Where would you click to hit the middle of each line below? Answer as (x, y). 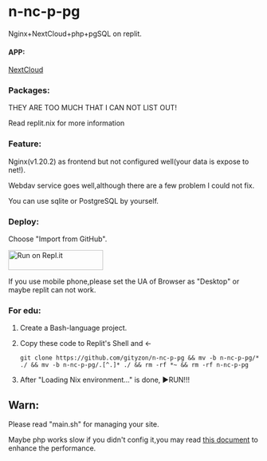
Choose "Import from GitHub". (58, 239)
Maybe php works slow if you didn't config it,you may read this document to (133, 440)
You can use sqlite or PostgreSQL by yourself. (84, 201)
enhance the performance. (52, 448)
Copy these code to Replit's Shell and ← (86, 344)
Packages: (29, 90)
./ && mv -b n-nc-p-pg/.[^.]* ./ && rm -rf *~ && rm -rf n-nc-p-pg (134, 365)
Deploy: (24, 221)
